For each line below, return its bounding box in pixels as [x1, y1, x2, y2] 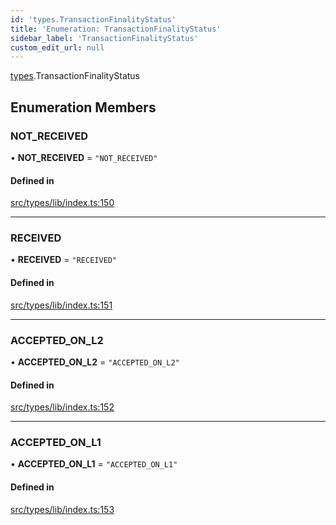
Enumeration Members [10, 99, 157, 116]
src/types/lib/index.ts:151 [10, 299, 113, 311]
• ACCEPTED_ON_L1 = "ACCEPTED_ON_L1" [10, 458, 178, 470]
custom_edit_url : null [10, 42, 105, 53]
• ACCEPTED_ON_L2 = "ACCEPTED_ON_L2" [10, 356, 180, 368]
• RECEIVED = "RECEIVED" [10, 254, 118, 266]
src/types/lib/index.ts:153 [10, 503, 115, 515]
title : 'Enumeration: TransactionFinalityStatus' [10, 24, 222, 34]
